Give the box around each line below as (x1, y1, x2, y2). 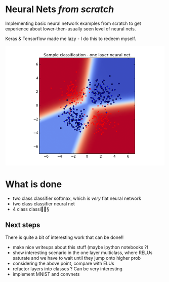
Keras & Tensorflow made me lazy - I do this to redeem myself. (5, 36, 137, 42)
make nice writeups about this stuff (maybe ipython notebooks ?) (12, 244, 149, 250)
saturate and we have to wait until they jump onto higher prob (12, 255, 141, 261)
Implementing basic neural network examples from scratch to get (5, 20, 142, 26)
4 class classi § (12, 206, 50, 212)
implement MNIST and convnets (12, 271, 80, 277)
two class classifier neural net (12, 200, 75, 206)
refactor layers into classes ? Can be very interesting (12, 265, 123, 272)
